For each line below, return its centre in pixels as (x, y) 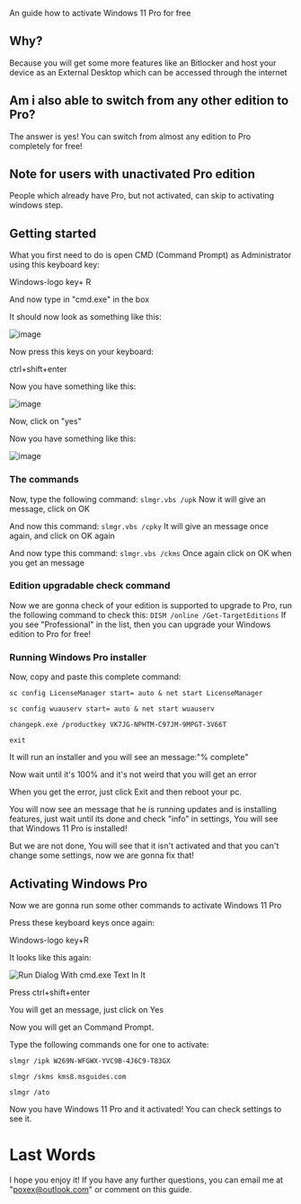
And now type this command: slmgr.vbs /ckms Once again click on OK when (150, 553)
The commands (44, 480)
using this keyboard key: (55, 265)
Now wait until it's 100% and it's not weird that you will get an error (133, 775)
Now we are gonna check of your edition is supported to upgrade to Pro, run (150, 605)
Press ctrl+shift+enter (50, 992)
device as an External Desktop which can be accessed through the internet (148, 72)
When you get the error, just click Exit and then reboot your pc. (126, 792)
